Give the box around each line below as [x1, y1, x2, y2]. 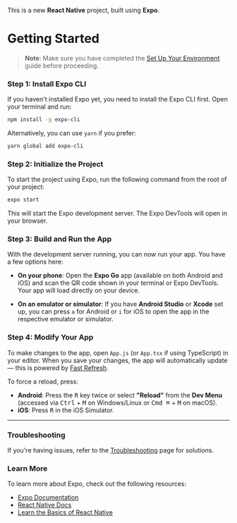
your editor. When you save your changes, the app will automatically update [7, 356, 228, 364]
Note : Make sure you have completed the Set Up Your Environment [24, 54, 220, 62]
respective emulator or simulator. [17, 315, 114, 324]
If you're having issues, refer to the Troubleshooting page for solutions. [7, 446, 214, 455]
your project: [7, 183, 44, 191]
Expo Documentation [17, 493, 79, 502]
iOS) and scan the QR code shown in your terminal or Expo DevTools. [17, 278, 219, 288]
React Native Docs [17, 500, 72, 510]
